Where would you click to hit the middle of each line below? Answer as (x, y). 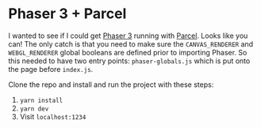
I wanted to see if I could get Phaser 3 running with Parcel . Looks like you (128, 36)
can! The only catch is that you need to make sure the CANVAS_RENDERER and (131, 43)
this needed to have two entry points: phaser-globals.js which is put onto (129, 61)
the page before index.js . (51, 69)
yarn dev (34, 109)
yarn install (41, 100)
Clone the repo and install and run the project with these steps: (111, 85)
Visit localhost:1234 (53, 116)
